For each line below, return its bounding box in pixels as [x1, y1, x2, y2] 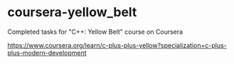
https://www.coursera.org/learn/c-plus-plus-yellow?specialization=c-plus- [7, 41, 228, 49]
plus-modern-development [7, 49, 87, 57]
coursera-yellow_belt [7, 4, 137, 20]
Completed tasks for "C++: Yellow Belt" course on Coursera [7, 27, 184, 36]
